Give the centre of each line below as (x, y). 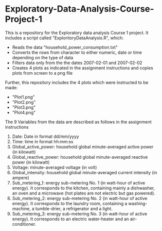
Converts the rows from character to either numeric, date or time (77, 52)
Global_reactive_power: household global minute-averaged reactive (80, 157)
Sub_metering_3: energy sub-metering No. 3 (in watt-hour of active (80, 214)
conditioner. (24, 224)
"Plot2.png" (24, 102)
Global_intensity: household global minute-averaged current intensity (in (84, 172)
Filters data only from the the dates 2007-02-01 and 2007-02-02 (77, 63)
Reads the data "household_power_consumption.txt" (65, 47)
